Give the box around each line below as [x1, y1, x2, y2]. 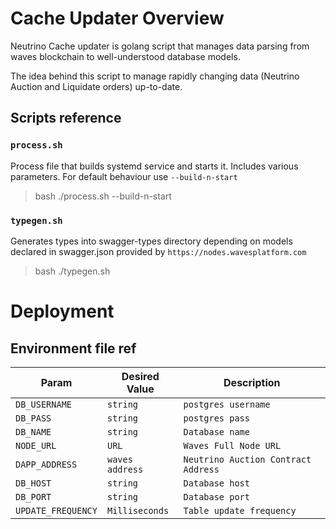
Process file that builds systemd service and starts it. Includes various [10, 160, 299, 172]
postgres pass [183, 412, 250, 424]
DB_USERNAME [15, 398, 73, 410]
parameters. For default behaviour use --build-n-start [10, 170, 238, 182]
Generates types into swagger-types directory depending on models [10, 235, 293, 247]
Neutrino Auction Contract [183, 453, 312, 465]
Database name [183, 426, 250, 437]
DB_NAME [15, 426, 52, 437]
